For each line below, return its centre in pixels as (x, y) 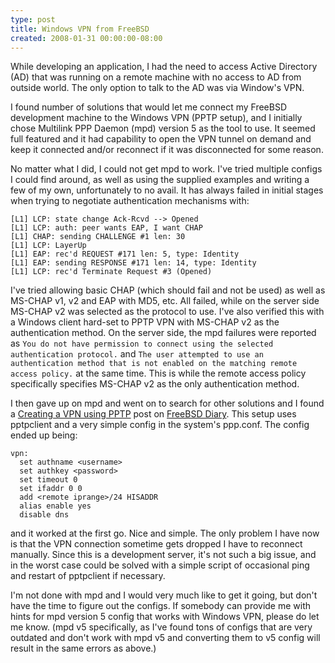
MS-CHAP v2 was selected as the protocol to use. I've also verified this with (167, 312)
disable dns (44, 515)
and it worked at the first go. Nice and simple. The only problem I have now (165, 533)
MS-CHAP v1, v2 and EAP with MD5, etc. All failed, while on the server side (165, 301)
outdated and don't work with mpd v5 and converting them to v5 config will (165, 638)
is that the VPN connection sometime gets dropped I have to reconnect (156, 544)
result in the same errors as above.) (83, 648)
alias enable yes (55, 506)
